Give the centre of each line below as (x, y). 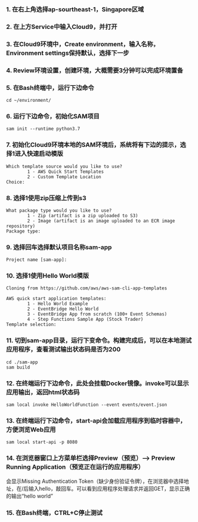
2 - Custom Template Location (64, 177)
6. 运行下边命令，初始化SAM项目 (53, 116)
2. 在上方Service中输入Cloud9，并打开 (62, 27)
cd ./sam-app (22, 362)
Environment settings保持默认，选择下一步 (68, 53)
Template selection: (32, 325)
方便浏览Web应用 (31, 429)
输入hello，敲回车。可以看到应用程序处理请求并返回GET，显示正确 (109, 488)
